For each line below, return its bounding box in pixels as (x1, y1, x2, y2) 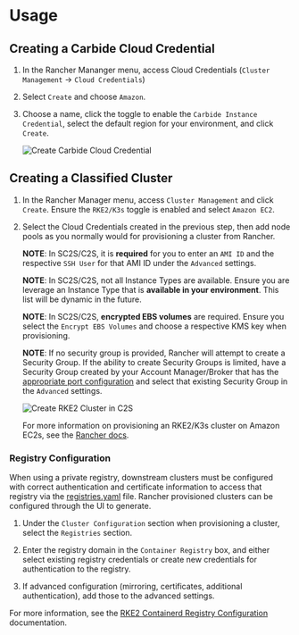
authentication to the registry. (21, 564, 131, 574)
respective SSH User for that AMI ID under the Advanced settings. (21, 257, 257, 268)
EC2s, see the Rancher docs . (21, 430, 129, 440)
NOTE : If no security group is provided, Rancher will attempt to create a (21, 347, 286, 358)
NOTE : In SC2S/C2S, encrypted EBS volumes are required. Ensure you (21, 311, 285, 322)
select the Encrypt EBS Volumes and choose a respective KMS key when (21, 321, 287, 331)
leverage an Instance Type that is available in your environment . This (21, 284, 279, 295)
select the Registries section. (21, 528, 133, 539)
